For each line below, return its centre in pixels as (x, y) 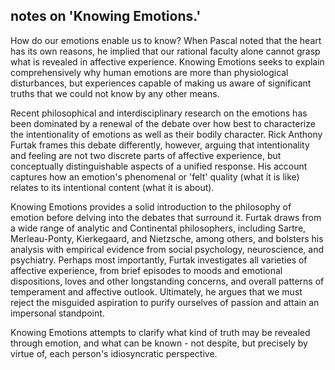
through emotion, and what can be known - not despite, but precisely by (159, 343)
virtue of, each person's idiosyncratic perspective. (114, 353)
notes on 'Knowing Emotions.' (106, 16)
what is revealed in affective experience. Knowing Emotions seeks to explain (167, 61)
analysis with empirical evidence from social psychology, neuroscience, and (167, 249)
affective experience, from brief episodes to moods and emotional (146, 270)
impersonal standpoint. (57, 313)
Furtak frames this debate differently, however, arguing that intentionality (160, 145)
